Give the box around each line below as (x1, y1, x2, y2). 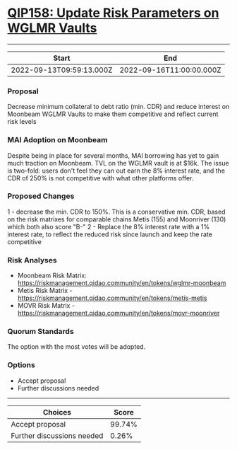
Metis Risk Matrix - (17, 287, 73, 295)
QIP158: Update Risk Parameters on (7, 5, 219, 21)
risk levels (7, 117, 37, 126)
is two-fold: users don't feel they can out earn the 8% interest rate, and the (7, 166, 226, 175)
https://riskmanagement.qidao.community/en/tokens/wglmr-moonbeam (17, 279, 226, 287)
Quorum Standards (7, 327, 74, 337)
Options (7, 360, 35, 370)
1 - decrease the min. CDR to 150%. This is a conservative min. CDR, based (7, 207, 226, 216)
